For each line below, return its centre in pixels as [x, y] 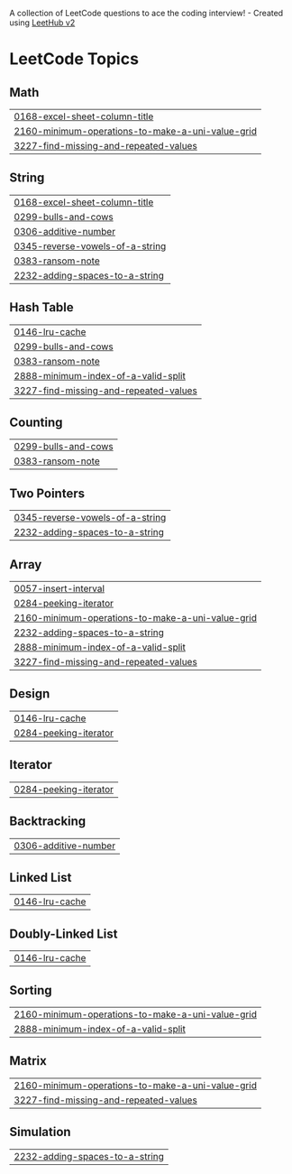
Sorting [31, 990]
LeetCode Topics [74, 59]
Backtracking [48, 822]
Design [30, 694]
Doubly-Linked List [64, 934]
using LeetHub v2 [42, 23]
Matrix [28, 1061]
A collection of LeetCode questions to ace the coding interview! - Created [146, 13]
